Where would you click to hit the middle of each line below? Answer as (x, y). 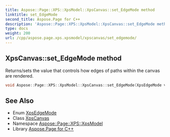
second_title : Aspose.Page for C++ (43, 19)
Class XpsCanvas (31, 118)
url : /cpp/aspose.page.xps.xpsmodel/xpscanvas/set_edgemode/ (71, 38)
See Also (19, 100)
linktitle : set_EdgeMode (31, 15)
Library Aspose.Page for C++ (43, 129)
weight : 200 (18, 33)
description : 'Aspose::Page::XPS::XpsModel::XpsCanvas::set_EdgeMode (80, 24)
